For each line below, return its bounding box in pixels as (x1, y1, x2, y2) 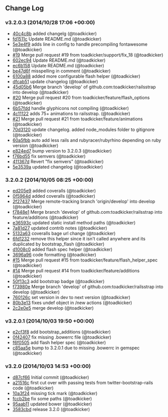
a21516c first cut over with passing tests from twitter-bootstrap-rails (12, 379, 153, 385)
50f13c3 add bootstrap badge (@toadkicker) (12, 278, 105, 284)
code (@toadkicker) (12, 385, 54, 391)
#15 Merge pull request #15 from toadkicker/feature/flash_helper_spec (12, 257, 158, 263)
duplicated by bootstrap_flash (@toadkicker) (12, 241, 105, 247)
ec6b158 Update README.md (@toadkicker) (12, 62, 104, 68)
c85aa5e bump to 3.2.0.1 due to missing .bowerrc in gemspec (12, 345, 140, 351)
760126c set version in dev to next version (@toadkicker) (12, 294, 130, 300)
